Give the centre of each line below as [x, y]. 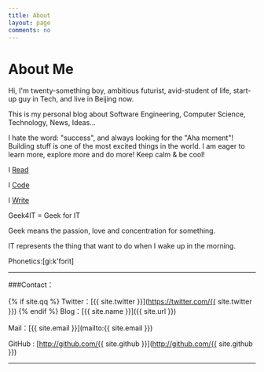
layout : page [29, 23]
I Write [19, 201]
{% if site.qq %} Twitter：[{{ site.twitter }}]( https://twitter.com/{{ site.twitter [130, 302]
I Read [18, 170]
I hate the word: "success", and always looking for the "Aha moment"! [121, 138]
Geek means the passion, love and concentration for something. [112, 231]
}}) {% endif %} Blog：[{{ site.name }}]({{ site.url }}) [92, 311]
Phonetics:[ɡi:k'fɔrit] [41, 261]
